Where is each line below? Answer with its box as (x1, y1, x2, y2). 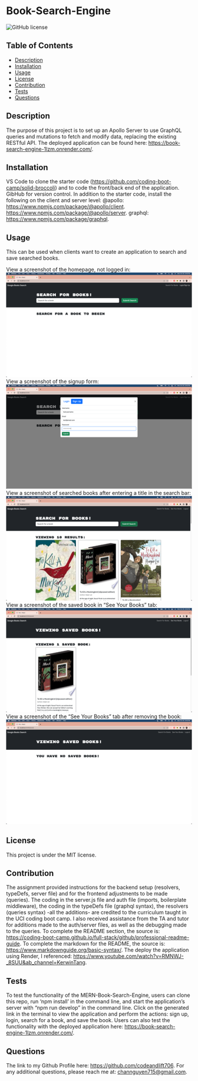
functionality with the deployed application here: (6, 1023, 124, 1030)
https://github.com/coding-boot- (92, 178, 171, 185)
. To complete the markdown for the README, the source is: (19, 940, 166, 947)
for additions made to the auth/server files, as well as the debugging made (6, 921, 187, 928)
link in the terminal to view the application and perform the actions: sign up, (6, 1010, 190, 1017)
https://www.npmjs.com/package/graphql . (6, 216, 110, 223)
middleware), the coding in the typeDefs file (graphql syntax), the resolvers (6, 903, 189, 910)
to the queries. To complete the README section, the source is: (6, 928, 160, 935)
